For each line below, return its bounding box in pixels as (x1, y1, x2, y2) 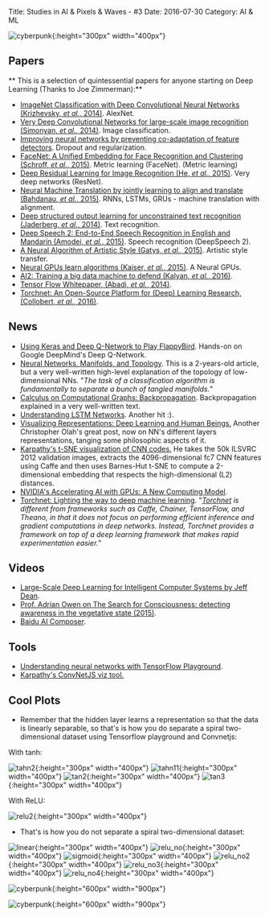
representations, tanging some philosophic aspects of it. (19, 435, 207, 445)
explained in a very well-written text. (19, 401, 141, 411)
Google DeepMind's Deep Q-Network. (19, 349, 147, 359)
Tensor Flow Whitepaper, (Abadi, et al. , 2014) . (19, 279, 173, 289)
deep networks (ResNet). (19, 176, 104, 186)
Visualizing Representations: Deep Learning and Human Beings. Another (19, 418, 260, 428)
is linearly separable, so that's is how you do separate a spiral (19, 724, 225, 733)
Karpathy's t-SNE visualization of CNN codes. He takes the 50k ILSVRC (19, 444, 257, 453)
